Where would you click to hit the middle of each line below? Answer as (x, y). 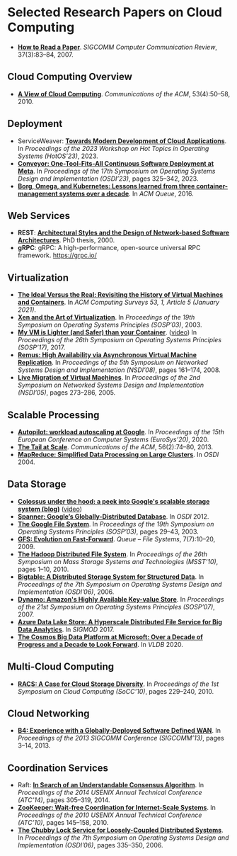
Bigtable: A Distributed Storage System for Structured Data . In (111, 576)
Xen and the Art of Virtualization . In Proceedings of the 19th (106, 317)
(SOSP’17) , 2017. (41, 347)
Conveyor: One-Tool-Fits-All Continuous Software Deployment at (116, 163)
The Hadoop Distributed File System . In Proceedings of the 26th (112, 554)
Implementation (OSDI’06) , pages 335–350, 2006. (90, 845)
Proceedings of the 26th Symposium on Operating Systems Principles (119, 340)
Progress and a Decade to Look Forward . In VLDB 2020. (100, 644)
